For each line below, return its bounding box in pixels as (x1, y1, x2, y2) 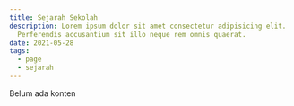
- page (17, 55, 42, 64)
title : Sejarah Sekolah (9, 13, 99, 22)
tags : (9, 47, 30, 56)
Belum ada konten (9, 87, 76, 99)
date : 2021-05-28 (9, 38, 74, 48)
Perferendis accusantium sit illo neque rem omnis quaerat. (17, 30, 246, 39)
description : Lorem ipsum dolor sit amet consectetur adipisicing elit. (9, 22, 287, 31)
